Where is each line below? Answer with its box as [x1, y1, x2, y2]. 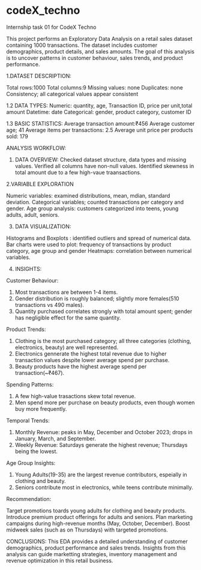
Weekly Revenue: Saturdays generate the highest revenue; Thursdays [14, 441, 188, 448]
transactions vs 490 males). [14, 301, 84, 308]
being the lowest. [14, 447, 58, 455]
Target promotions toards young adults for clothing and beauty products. [6, 507, 187, 514]
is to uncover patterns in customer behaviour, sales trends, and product [6, 54, 183, 61]
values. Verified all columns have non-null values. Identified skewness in [14, 162, 194, 169]
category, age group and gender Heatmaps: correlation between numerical [6, 247, 192, 254]
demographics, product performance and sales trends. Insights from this [6, 544, 186, 551]
